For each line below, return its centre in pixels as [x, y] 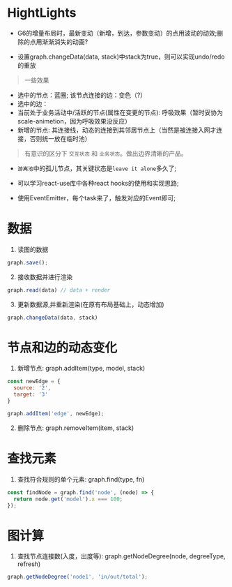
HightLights [42, 13]
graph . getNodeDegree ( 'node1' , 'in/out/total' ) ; [78, 577]
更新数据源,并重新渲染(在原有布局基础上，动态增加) [91, 304]
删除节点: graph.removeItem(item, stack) [76, 428]
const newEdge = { [34, 382]
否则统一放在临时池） [60, 138]
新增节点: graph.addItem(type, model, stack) [81, 369]
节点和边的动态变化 [62, 348]
